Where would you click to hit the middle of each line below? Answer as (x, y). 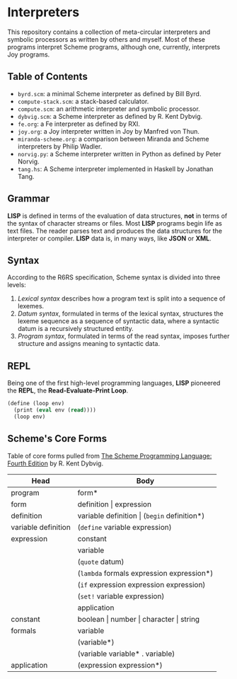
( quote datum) (101, 562)
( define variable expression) (125, 527)
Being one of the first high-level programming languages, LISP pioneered (114, 383)
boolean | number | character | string (139, 619)
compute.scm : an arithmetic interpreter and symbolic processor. (109, 109)
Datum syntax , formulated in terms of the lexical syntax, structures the (121, 314)
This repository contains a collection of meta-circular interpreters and (109, 32)
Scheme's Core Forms (57, 439)
